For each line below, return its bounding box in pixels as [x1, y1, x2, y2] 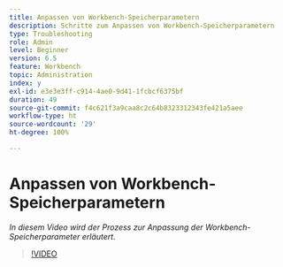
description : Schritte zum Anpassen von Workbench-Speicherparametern [9, 21, 275, 30]
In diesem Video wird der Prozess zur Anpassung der [9, 222, 203, 233]
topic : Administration [9, 71, 93, 80]
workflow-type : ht [9, 111, 77, 120]
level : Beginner [9, 46, 69, 55]
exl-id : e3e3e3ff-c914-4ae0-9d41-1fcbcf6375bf [9, 87, 184, 95]
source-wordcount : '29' [9, 120, 97, 129]
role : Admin [9, 37, 53, 47]
